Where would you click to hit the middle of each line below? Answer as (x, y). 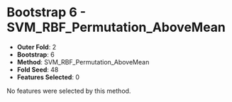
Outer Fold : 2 (37, 47)
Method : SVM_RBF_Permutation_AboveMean (83, 62)
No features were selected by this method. (69, 91)
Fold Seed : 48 (38, 69)
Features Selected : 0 (48, 77)
